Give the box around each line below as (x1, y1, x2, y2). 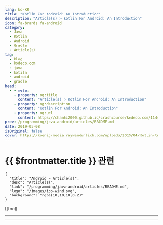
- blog (9, 57, 23, 61)
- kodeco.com (9, 61, 36, 66)
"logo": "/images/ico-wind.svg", (9, 189, 77, 194)
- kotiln (9, 70, 27, 75)
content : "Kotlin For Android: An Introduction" (17, 106, 118, 111)
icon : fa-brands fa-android (5, 20, 62, 26)
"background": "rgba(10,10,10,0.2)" (9, 193, 83, 198)
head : (5, 83, 16, 89)
